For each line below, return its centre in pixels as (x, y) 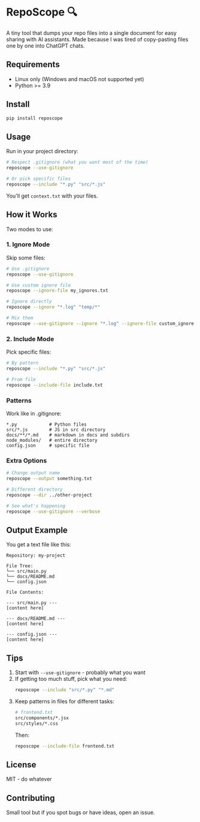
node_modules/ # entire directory (52, 440)
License (21, 765)
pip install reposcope (34, 118)
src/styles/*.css (37, 724)
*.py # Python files (46, 425)
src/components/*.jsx (42, 718)
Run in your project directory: (43, 151)
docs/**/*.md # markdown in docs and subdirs (68, 435)
